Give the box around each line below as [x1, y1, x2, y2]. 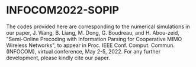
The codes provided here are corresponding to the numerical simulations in [6, 23, 191, 30]
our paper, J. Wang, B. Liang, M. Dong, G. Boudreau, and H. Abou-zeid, [6, 29, 179, 36]
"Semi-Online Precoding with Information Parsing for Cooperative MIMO [6, 35, 182, 42]
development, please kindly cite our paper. [6, 54, 111, 61]
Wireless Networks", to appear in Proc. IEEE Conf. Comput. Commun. [6, 42, 175, 49]
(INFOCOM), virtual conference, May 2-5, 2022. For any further [6, 48, 161, 55]
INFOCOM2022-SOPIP [6, 4, 120, 17]
